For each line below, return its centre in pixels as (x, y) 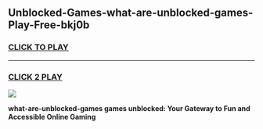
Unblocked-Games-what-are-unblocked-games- (131, 13)
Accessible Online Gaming (52, 116)
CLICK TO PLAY (38, 48)
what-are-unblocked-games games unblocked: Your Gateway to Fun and (129, 108)
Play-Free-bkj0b (49, 25)
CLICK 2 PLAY (35, 77)
